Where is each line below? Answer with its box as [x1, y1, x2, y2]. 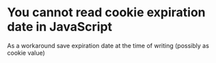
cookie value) [7, 49, 46, 57]
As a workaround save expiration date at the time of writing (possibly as [7, 41, 210, 49]
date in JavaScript [7, 19, 113, 35]
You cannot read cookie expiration [7, 5, 206, 20]
